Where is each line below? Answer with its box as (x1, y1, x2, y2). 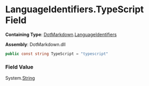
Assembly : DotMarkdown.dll (5, 41, 66, 47)
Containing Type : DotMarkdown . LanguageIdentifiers (5, 31, 117, 37)
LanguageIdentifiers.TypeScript (5, 4, 144, 15)
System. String (5, 75, 35, 81)
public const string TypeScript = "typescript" (5, 51, 109, 56)
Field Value (5, 63, 34, 70)
